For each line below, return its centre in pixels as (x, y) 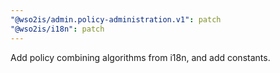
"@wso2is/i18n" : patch (57, 29)
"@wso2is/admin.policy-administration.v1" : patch (116, 19)
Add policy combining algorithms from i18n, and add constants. (140, 57)
